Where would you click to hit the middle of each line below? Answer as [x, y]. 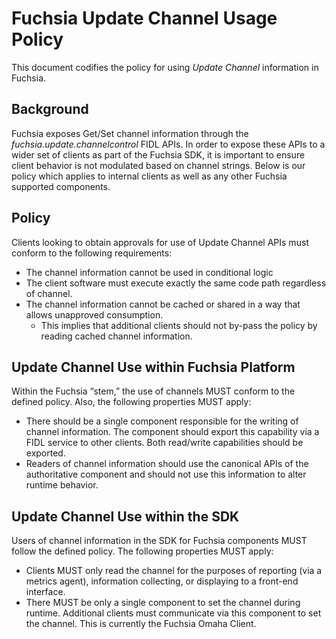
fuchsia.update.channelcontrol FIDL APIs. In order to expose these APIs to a [168, 144]
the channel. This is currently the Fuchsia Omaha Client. [141, 624]
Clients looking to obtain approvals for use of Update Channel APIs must [160, 242]
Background [50, 109]
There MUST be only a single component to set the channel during [163, 603]
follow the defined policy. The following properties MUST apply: [142, 551]
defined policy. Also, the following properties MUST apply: [131, 402]
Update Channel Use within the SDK [125, 516]
